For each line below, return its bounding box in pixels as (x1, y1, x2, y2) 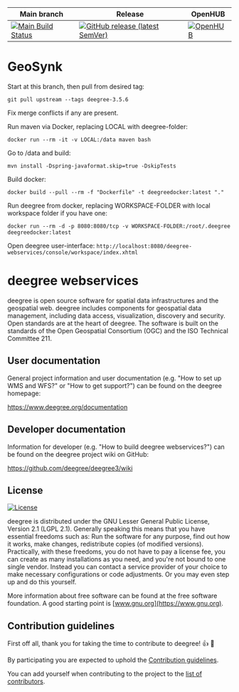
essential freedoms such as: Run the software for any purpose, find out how (7, 532, 230, 541)
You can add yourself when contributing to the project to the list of (7, 670, 203, 678)
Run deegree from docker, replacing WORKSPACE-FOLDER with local (7, 201, 211, 210)
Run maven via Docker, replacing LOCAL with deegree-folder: (7, 122, 188, 131)
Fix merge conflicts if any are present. (7, 108, 119, 117)
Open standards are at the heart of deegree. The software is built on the (7, 319, 219, 327)
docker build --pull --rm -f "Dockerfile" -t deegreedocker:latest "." (7, 188, 224, 195)
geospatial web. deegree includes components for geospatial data (7, 303, 202, 312)
